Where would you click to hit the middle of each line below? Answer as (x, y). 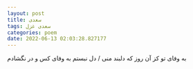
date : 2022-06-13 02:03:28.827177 (57, 39)
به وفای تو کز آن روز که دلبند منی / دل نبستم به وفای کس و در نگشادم (97, 58)
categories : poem (32, 32)
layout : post (26, 13)
